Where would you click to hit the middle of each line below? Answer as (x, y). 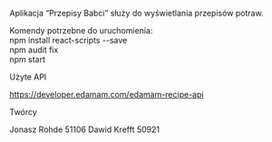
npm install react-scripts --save (68, 40)
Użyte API (28, 77)
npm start (28, 59)
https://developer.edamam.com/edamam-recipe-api (107, 95)
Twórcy (24, 112)
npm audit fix (34, 50)
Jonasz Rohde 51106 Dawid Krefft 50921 (85, 129)
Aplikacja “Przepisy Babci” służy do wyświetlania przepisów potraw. (137, 13)
